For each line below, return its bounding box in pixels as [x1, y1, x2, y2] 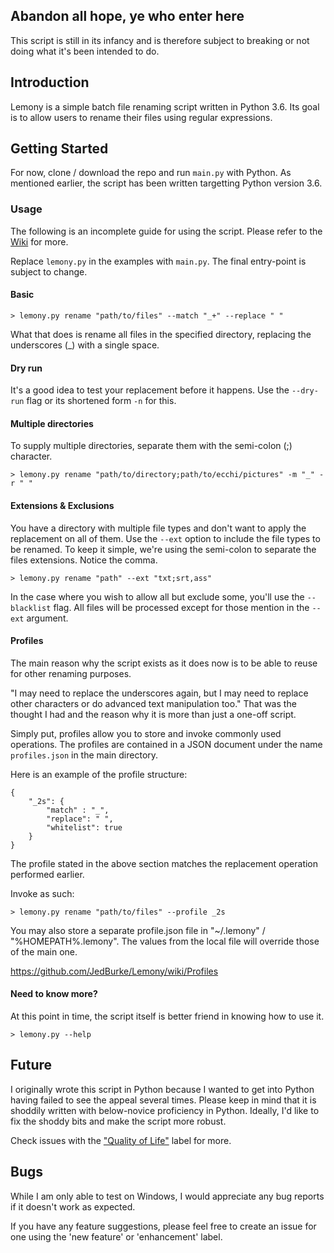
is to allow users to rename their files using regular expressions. [10, 111, 273, 123]
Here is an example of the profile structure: [10, 768, 188, 780]
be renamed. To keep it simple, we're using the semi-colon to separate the [10, 543, 317, 555]
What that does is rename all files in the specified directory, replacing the [10, 328, 312, 340]
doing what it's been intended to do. [10, 45, 160, 57]
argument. [26, 612, 69, 624]
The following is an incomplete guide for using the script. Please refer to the [10, 225, 323, 237]
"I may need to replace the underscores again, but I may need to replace [10, 687, 309, 699]
